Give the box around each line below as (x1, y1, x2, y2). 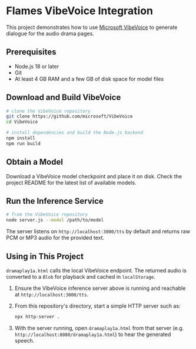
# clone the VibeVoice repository (6, 108, 91, 114)
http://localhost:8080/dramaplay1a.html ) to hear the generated (14, 331, 171, 338)
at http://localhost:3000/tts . (14, 291, 89, 298)
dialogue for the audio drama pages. (6, 30, 94, 37)
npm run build (6, 141, 41, 146)
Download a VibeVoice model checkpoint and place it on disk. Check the (6, 172, 182, 180)
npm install (6, 135, 35, 141)
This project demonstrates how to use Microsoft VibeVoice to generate (6, 24, 178, 31)
